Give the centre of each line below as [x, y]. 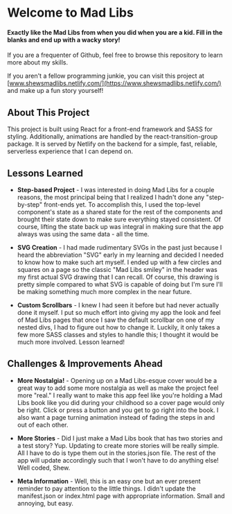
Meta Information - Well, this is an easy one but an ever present [109, 481]
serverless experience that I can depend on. [70, 151]
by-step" [30, 205]
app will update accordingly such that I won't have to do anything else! [118, 460]
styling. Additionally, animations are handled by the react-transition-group [113, 137]
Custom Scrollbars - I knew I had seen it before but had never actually [118, 305]
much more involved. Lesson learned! [71, 342]
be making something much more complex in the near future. [105, 292]
